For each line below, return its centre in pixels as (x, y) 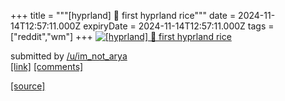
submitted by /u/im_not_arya (69, 56)
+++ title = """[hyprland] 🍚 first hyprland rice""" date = (123, 15)
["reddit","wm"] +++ (51, 36)
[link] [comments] (47, 66)
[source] (28, 86)
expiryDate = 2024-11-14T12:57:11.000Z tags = (179, 26)
